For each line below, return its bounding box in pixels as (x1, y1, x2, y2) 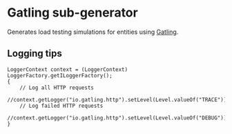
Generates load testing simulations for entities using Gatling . (7, 28, 179, 36)
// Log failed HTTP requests (19, 102, 104, 109)
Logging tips (7, 48, 62, 59)
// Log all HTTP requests (19, 84, 95, 91)
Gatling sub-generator (7, 5, 138, 21)
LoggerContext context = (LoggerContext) (7, 66, 128, 73)
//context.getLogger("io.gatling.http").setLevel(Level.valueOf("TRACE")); (7, 96, 230, 103)
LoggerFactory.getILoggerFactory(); (7, 72, 113, 79)
